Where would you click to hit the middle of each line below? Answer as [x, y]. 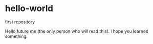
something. [16, 36]
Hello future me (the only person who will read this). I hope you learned [77, 31]
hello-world [29, 8]
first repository [20, 22]
